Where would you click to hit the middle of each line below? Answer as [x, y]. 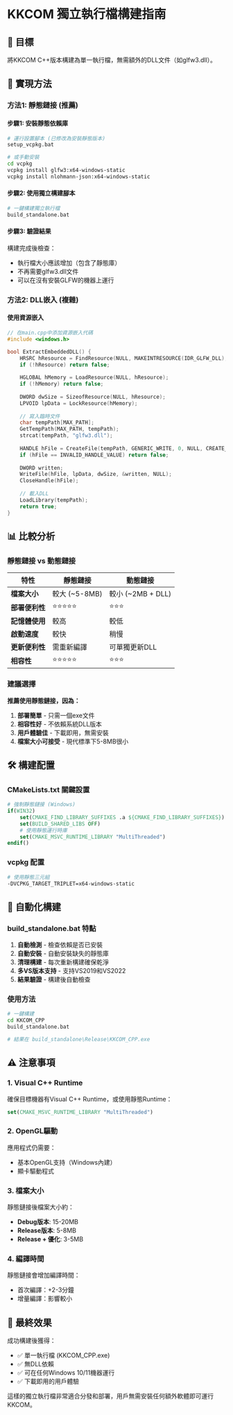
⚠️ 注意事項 [31, 1063]
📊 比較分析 [31, 536]
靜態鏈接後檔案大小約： [41, 1207]
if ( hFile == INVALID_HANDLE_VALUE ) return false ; [94, 455]
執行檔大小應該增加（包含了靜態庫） [69, 263]
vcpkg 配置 [26, 862]
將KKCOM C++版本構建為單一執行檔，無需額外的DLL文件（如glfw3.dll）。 [112, 60]
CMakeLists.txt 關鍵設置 [49, 789]
